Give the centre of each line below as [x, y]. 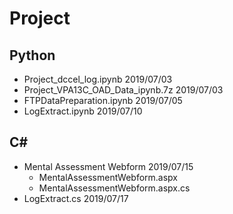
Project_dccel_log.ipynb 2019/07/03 [98, 79]
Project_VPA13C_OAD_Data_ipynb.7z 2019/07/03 [123, 90]
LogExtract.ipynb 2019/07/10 [83, 111]
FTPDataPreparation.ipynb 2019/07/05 [103, 100]
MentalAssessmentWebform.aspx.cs [114, 188]
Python [32, 55]
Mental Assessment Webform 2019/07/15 [108, 166]
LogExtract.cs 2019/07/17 [76, 198]
